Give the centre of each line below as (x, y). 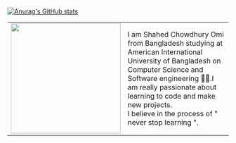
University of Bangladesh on (174, 61)
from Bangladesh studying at (175, 43)
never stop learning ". (163, 122)
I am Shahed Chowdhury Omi (176, 34)
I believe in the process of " (172, 114)
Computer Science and (165, 69)
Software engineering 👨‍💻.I (171, 79)
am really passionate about (172, 87)
